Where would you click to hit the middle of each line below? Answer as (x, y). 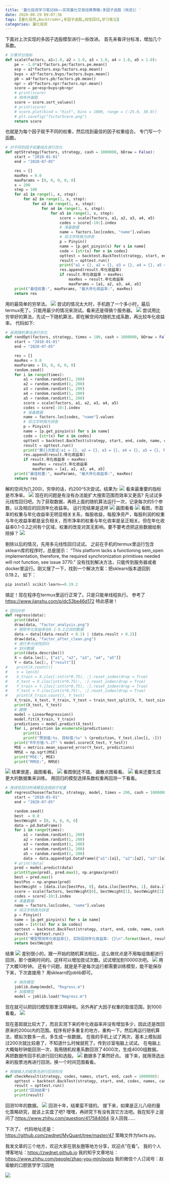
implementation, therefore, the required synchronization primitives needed (83, 556)
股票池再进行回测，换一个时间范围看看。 (56, 1062)
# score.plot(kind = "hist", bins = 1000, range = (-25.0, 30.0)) (86, 112)
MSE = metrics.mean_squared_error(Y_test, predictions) (75, 747)
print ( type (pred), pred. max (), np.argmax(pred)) (67, 873)
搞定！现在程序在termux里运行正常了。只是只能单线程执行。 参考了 (75, 595)
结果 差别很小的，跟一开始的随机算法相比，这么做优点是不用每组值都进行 (84, 954)
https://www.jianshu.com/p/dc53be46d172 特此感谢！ (61, 601)
